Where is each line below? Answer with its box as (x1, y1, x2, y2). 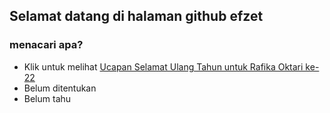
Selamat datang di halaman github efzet (9, 8, 264, 25)
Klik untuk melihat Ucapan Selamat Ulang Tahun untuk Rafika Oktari (23, 60, 304, 73)
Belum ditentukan (23, 82, 97, 94)
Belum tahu (23, 92, 72, 104)
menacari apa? (9, 38, 84, 52)
